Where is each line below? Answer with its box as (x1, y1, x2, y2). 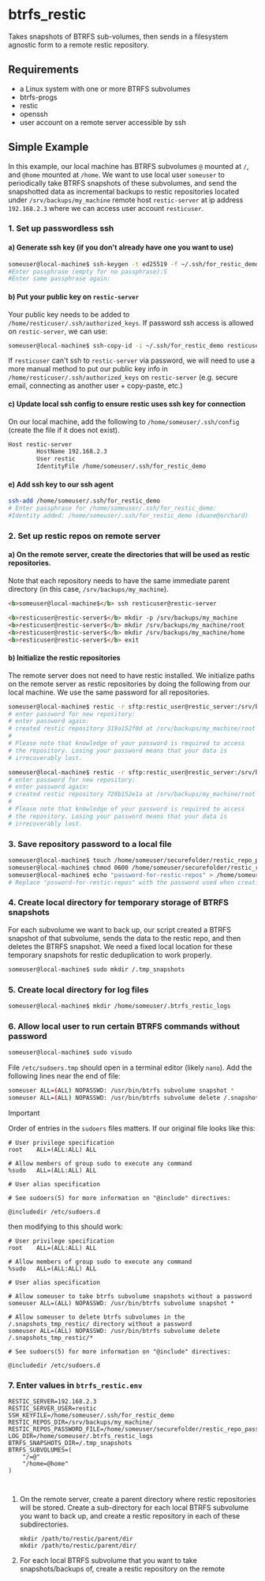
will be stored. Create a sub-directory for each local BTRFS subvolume (19, 1503, 249, 1512)
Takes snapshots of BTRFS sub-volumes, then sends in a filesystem (8, 32, 229, 41)
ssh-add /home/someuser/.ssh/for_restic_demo (8, 497, 160, 505)
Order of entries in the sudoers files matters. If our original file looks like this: (8, 1124, 256, 1133)
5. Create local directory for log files (8, 984, 149, 995)
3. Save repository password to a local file (8, 838, 172, 849)
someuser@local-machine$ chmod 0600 (8, 864, 129, 871)
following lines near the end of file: (8, 1071, 121, 1080)
